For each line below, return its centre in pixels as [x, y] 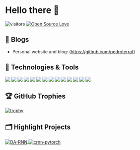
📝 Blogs [17, 40]
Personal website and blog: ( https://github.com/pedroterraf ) [74, 51]
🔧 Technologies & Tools [42, 68]
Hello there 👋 [32, 10]
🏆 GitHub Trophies [35, 96]
